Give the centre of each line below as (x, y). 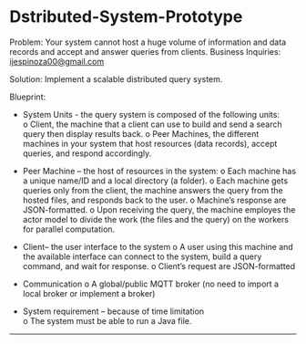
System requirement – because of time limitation (113, 311)
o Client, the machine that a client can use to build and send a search (152, 124)
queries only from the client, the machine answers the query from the (153, 190)
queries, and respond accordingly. (87, 153)
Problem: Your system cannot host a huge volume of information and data (148, 42)
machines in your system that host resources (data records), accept (150, 143)
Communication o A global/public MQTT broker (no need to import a (151, 284)
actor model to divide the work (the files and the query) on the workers (156, 219)
